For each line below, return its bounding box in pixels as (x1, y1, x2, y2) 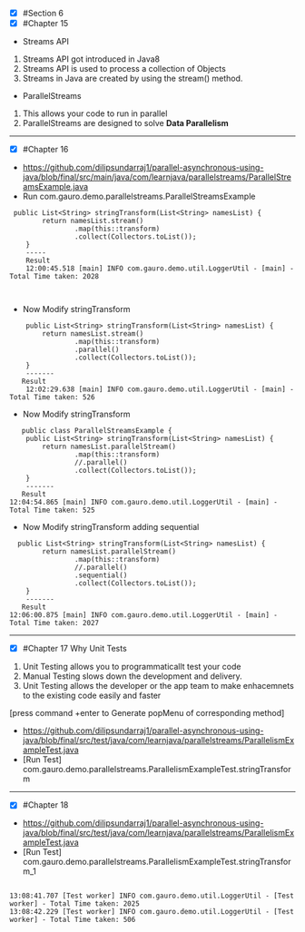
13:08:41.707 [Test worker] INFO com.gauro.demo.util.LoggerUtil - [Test (9, 891, 295, 901)
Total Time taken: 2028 (9, 272, 100, 281)
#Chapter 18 (22, 800, 69, 810)
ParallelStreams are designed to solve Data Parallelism (22, 118, 229, 129)
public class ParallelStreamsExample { (21, 427, 172, 436)
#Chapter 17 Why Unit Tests (22, 643, 127, 654)
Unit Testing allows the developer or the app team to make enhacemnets (22, 681, 295, 692)
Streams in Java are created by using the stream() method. (22, 73, 243, 84)
